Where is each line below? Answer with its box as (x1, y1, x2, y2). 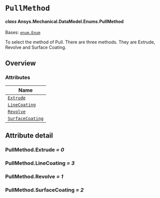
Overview (5, 59, 36, 67)
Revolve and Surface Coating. (5, 44, 66, 50)
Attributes (5, 74, 30, 81)
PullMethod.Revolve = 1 (5, 173, 63, 180)
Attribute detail (5, 131, 53, 140)
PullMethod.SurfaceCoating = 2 (5, 187, 84, 194)
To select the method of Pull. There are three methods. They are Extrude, (5, 39, 156, 45)
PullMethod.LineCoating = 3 (5, 160, 75, 167)
